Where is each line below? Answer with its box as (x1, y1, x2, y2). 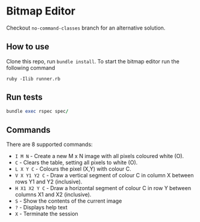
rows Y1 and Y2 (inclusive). (14, 178, 83, 185)
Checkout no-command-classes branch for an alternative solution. (6, 24, 166, 31)
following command (6, 64, 55, 71)
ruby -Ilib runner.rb (6, 75, 61, 82)
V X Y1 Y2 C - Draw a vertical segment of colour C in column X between (14, 172, 194, 179)
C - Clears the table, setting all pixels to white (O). (14, 159, 138, 166)
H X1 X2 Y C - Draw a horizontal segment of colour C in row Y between (14, 185, 192, 192)
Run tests (6, 92, 43, 103)
